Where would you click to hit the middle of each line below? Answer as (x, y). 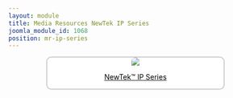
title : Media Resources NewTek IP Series (79, 23)
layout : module (34, 16)
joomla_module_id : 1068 (48, 31)
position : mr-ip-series (48, 38)
